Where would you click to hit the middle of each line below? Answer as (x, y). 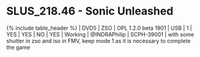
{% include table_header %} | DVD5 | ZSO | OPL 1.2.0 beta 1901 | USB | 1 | (99, 28)
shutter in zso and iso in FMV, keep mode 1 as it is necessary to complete (98, 41)
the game (18, 47)
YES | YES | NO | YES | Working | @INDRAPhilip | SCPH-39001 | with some (100, 34)
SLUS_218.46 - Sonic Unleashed (90, 11)
